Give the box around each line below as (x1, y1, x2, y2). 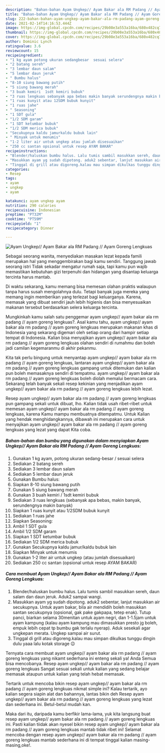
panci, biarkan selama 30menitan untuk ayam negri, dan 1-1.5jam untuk (12, 614, 156, 621)
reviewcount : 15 (5, 48, 39, 53)
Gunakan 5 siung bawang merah (12, 487, 79, 493)
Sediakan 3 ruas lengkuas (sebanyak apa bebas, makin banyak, (12, 497, 141, 503)
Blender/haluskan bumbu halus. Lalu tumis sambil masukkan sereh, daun (12, 588, 160, 594)
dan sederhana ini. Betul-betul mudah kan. (5, 701, 92, 707)
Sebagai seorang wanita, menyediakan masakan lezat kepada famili (5, 253, 142, 259)
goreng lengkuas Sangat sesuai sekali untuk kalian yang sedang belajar (5, 666, 150, 672)
